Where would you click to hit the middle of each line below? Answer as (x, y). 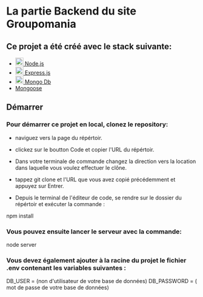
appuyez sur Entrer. (40, 185)
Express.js (38, 73)
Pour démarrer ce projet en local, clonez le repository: (87, 124)
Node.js (34, 64)
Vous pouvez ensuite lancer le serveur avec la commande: (94, 232)
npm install (20, 216)
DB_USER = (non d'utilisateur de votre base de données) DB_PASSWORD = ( (102, 281)
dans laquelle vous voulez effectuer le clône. (71, 167)
